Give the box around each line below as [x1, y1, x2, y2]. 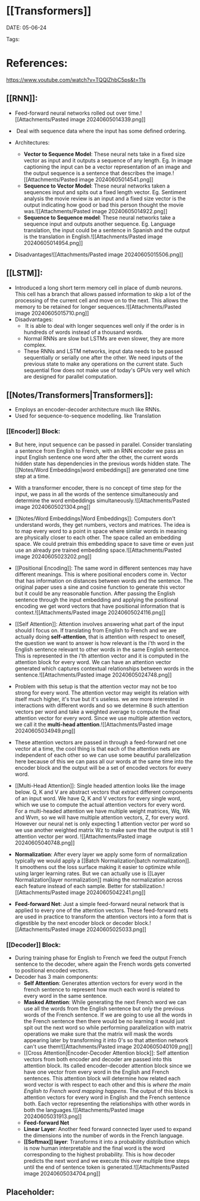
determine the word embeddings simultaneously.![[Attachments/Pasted [14, 497, 190, 504]
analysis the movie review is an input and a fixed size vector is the [23, 195, 186, 202]
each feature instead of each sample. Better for [14, 882, 131, 889]
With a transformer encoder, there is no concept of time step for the [14, 484, 182, 491]
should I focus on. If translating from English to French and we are [14, 626, 177, 634]
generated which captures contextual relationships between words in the [14, 665, 194, 672]
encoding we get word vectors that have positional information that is [14, 602, 185, 610]
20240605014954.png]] [23, 239, 83, 246]
